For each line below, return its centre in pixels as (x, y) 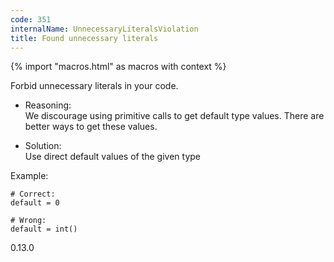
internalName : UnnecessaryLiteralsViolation (104, 29)
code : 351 (31, 19)
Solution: (43, 146)
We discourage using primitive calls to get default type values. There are (174, 116)
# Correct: (33, 194)
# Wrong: (28, 221)
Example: (29, 176)
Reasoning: (48, 105)
